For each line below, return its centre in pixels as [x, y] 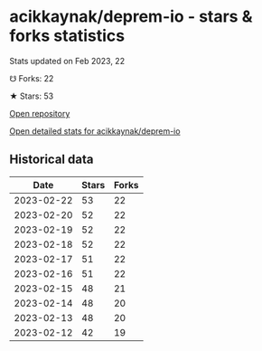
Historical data [51, 160]
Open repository [40, 113]
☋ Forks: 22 [32, 78]
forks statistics [67, 36]
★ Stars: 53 [32, 96]
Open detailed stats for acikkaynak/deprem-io [95, 131]
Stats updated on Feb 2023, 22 [67, 61]
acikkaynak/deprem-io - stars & [131, 17]
